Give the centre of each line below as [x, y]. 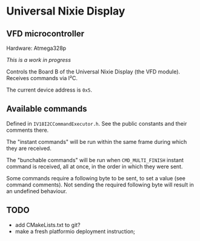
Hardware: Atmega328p [36, 48]
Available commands [47, 109]
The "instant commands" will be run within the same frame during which [97, 141]
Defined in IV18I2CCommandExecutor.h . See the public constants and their [97, 123]
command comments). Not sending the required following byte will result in [100, 185]
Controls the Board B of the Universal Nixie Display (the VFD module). [93, 72]
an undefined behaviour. [37, 191]
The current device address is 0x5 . [49, 90]
